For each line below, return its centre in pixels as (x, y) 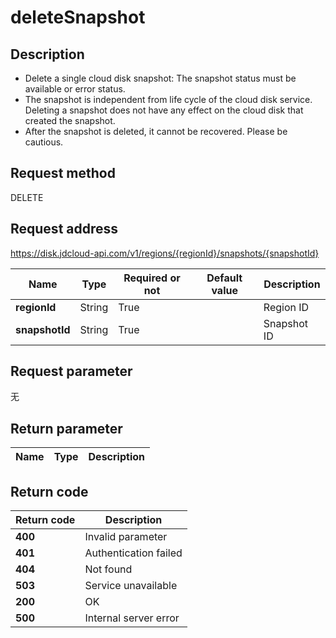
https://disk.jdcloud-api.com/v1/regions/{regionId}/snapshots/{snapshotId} (165, 253)
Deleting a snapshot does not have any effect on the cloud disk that (164, 110)
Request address (64, 229)
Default (224, 278)
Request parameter (71, 371)
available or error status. (75, 89)
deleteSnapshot (78, 17)
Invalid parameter (126, 537)
